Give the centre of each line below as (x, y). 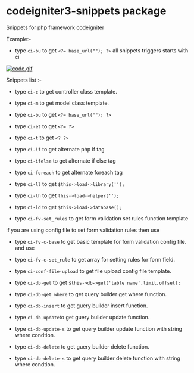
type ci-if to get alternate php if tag (60, 149)
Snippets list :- (24, 80)
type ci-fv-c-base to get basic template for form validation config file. (101, 241)
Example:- (19, 39)
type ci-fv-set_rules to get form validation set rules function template (101, 218)
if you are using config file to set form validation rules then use (83, 230)
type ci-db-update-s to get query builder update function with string (98, 328)
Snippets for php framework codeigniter (55, 27)
